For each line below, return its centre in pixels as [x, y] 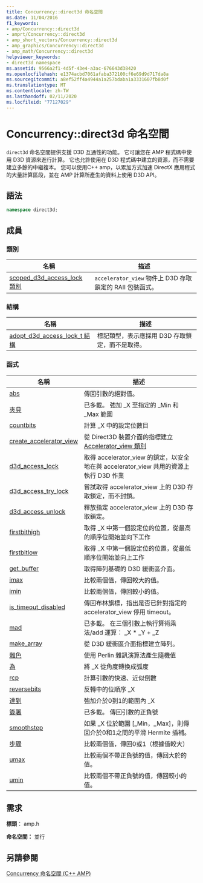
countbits [23, 425]
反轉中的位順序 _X [109, 689]
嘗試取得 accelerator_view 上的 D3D [135, 487]
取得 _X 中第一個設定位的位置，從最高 [137, 528]
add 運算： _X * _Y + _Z [126, 633]
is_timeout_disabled [37, 607]
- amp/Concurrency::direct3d [43, 29]
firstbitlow [24, 552]
